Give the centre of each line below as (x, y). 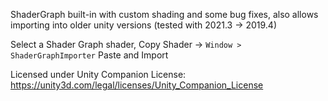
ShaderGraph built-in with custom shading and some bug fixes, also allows (164, 14)
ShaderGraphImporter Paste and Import (89, 55)
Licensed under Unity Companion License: (98, 74)
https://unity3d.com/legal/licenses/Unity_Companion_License (137, 85)
